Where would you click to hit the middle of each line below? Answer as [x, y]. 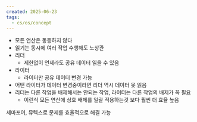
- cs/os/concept [32, 23]
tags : [13, 17]
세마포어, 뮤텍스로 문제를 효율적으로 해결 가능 [59, 112]
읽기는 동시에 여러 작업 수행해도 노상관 [59, 48]
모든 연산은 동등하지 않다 [43, 40]
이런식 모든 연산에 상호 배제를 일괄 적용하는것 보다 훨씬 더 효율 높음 [101, 100]
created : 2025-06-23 [32, 12]
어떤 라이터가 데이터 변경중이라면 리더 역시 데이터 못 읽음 [81, 85]
